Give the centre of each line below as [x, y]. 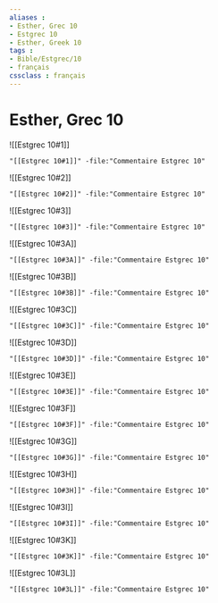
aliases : [28, 17]
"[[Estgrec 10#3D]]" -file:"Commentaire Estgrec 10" [109, 358]
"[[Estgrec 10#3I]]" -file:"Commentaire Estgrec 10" [109, 523]
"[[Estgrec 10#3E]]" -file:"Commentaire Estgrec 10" [109, 391]
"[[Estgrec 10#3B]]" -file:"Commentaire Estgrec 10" [109, 293]
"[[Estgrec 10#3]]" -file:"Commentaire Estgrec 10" [107, 227]
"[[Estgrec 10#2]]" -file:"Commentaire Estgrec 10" [107, 194]
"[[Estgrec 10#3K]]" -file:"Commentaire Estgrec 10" [109, 556]
